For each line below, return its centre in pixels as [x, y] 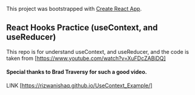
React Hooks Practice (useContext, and [82, 28]
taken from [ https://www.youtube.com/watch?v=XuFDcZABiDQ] [86, 58]
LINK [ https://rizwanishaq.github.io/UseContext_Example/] [79, 86]
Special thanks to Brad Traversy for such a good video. [77, 72]
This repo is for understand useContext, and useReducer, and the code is [98, 51]
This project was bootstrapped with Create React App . [74, 9]
